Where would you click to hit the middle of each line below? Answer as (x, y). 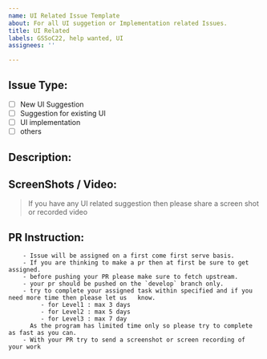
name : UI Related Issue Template (64, 16)
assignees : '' (32, 46)
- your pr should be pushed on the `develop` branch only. (123, 284)
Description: (40, 157)
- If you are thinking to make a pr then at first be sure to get (136, 263)
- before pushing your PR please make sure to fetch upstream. (131, 277)
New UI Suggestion (52, 104)
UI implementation (50, 123)
